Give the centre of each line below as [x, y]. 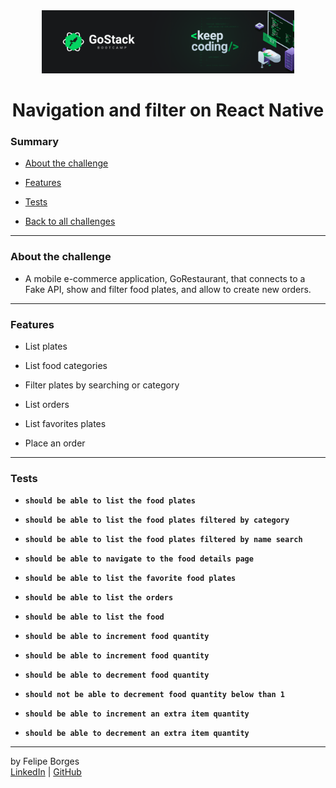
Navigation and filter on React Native [168, 110]
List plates [46, 346]
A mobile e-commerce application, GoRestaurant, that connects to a [165, 278]
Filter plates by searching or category [102, 385]
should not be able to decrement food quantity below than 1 [155, 695]
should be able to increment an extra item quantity [137, 714]
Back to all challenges [70, 221]
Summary [35, 141]
